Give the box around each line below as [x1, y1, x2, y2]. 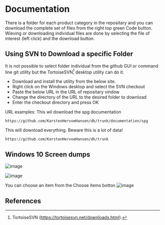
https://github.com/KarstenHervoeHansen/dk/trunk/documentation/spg [5, 118, 148, 124]
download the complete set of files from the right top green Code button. [5, 25, 153, 31]
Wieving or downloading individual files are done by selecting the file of [5, 30, 150, 36]
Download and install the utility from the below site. [12, 78, 116, 84]
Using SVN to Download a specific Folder [5, 50, 134, 58]
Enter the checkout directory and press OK [12, 100, 99, 106]
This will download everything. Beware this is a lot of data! [5, 127, 123, 133]
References [5, 196, 41, 205]
